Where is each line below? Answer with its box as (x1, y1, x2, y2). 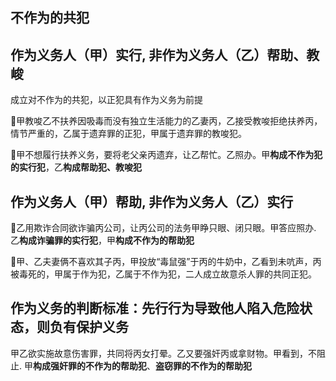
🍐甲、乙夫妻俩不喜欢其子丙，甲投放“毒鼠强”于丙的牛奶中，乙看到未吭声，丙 (10, 256, 322, 268)
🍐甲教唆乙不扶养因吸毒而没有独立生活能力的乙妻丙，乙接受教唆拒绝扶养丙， (10, 115, 323, 127)
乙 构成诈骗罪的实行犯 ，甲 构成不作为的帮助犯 (10, 234, 195, 247)
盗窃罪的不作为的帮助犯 (154, 359, 252, 372)
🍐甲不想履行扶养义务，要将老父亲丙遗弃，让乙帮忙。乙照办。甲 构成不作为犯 (10, 149, 323, 161)
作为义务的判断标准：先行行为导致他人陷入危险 (10, 300, 300, 317)
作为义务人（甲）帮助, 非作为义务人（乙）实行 (10, 193, 294, 210)
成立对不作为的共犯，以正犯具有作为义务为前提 (10, 94, 203, 106)
